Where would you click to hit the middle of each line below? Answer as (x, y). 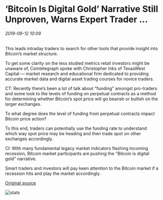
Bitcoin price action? (26, 119)
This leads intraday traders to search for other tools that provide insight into (81, 49)
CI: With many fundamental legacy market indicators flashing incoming (77, 148)
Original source (21, 183)
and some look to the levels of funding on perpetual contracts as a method (81, 94)
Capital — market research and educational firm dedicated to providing (77, 74)
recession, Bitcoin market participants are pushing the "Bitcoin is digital (77, 154)
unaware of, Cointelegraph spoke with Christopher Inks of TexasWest (75, 69)
